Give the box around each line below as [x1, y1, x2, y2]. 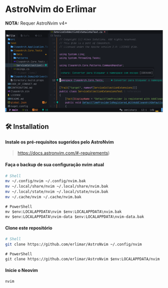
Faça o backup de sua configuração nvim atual [5, 162, 104, 168]
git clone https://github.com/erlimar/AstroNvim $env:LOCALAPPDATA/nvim [5, 256, 160, 261]
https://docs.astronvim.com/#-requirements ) [17, 150, 110, 156]
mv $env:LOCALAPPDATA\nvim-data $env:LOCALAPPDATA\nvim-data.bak [5, 214, 144, 219]
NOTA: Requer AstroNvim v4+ [5, 20, 67, 26]
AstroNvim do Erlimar [5, 4, 96, 15]
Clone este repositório [5, 225, 52, 231]
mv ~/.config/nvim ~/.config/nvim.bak [5, 179, 86, 184]
